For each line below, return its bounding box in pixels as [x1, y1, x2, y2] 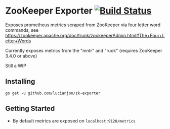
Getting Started [5, 104, 55, 113]
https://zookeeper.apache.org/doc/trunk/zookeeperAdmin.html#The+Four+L [5, 32, 165, 38]
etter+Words [5, 38, 31, 44]
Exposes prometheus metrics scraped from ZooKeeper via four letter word [5, 22, 161, 28]
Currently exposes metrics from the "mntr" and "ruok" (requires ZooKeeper [5, 47, 163, 53]
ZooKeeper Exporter [5, 5, 93, 17]
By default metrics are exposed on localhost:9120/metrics [12, 117, 136, 123]
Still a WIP [5, 62, 26, 69]
